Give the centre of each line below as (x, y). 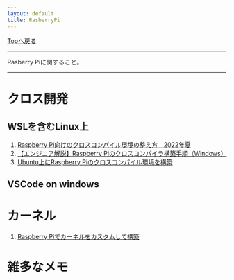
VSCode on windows (53, 184)
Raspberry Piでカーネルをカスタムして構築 (78, 236)
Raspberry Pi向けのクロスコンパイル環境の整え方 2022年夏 (104, 145)
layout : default (31, 14)
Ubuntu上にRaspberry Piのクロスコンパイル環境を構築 (95, 162)
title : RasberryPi (34, 20)
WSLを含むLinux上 (48, 126)
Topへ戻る (22, 41)
